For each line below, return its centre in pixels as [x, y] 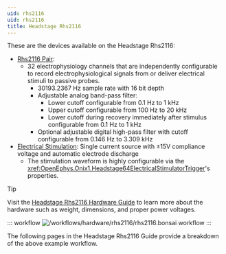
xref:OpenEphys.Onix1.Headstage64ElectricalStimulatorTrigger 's [119, 168]
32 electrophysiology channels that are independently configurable [122, 67]
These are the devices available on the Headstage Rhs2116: [91, 46]
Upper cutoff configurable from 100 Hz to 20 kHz [117, 110]
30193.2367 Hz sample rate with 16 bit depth [101, 88]
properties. [43, 176]
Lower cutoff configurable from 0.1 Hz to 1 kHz [114, 103]
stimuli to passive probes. [64, 81]
